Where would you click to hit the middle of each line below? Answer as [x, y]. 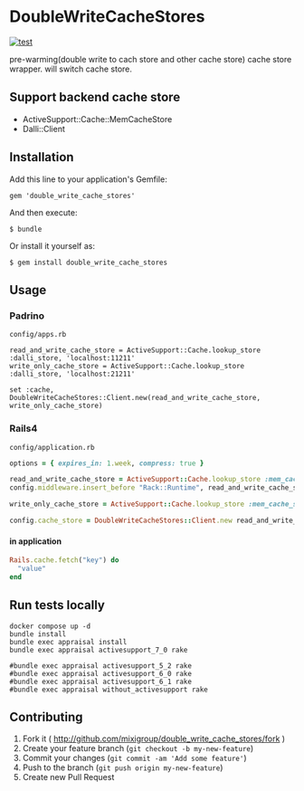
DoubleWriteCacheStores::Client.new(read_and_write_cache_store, [135, 398]
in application [35, 541]
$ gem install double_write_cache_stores [89, 262]
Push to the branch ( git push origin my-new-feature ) [123, 767]
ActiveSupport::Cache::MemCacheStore [97, 119]
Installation [42, 157]
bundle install [38, 634]
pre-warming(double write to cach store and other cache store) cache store [151, 59]
